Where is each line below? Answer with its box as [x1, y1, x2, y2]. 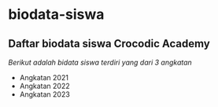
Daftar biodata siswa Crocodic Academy [8, 37, 210, 50]
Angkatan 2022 [19, 81, 71, 90]
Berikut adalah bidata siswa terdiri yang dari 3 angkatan [8, 57, 193, 67]
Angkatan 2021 [19, 73, 69, 82]
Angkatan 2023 [19, 90, 71, 99]
